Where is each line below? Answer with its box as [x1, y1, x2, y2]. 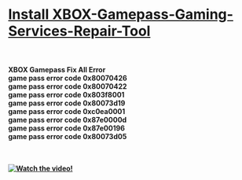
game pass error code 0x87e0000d [8, 115, 127, 124]
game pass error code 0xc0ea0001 [8, 106, 126, 116]
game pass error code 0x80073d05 [8, 131, 127, 141]
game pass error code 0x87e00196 [8, 123, 126, 133]
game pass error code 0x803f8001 [8, 90, 125, 99]
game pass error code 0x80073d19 [8, 98, 126, 108]
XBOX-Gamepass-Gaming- [52, 6, 234, 24]
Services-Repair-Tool [8, 22, 151, 40]
